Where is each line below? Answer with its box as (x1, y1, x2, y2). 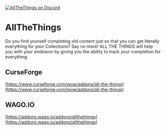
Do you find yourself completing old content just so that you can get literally (5, 38, 160, 44)
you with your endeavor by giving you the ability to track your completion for (5, 48, 161, 54)
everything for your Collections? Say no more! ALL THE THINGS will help (5, 43, 153, 49)
